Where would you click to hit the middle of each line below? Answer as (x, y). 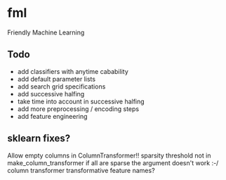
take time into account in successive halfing (81, 101)
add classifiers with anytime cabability (73, 71)
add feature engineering (52, 116)
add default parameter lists (56, 79)
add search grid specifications (61, 86)
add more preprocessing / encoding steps (78, 109)
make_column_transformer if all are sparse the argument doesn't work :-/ (113, 162)
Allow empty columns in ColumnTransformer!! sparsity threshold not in (109, 155)
